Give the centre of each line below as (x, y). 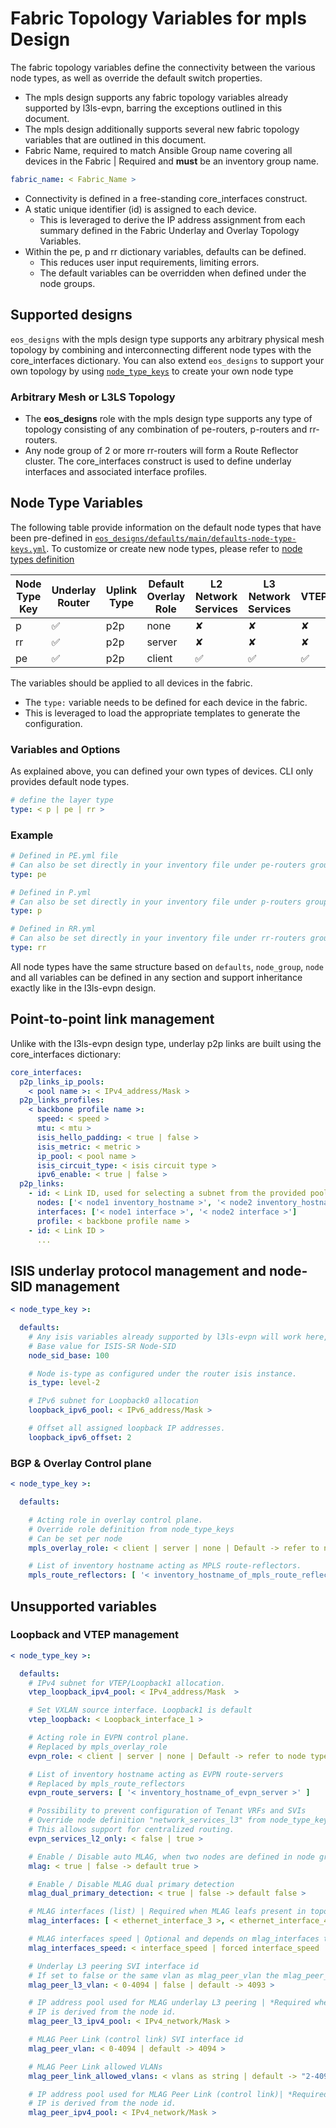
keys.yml (28, 549)
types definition (42, 559)
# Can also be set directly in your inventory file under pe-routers (158, 865)
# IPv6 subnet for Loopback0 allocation (113, 1401)
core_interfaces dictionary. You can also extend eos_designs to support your (167, 360)
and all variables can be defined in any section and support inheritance (156, 977)
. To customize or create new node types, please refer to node (174, 548)
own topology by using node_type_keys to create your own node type (152, 371)
